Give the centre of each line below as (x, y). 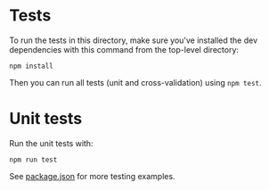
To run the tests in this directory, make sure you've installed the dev (134, 40)
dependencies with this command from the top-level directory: (124, 49)
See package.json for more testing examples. (92, 176)
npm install (31, 66)
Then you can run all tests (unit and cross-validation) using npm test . (135, 82)
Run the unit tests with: (51, 143)
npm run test (33, 160)
